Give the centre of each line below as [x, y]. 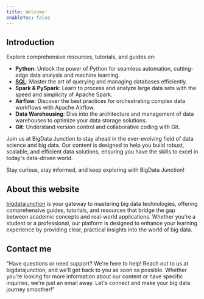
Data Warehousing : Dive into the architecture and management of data [104, 114]
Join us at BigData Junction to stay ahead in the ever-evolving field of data [100, 139]
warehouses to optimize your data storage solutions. [81, 121]
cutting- [183, 69]
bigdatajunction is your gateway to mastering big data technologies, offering [102, 204]
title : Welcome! [27, 12]
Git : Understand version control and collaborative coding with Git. [97, 127]
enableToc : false [28, 18]
